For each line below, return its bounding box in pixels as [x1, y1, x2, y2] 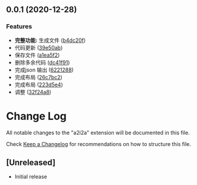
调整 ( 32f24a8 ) [14, 88, 52, 95]
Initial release [14, 173, 47, 180]
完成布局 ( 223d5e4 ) [14, 81, 63, 88]
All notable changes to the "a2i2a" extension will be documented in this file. [6, 129, 190, 136]
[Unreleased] [6, 158, 56, 168]
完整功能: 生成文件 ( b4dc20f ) [14, 37, 86, 44]
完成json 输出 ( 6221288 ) [14, 66, 74, 73]
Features [6, 22, 32, 31]
